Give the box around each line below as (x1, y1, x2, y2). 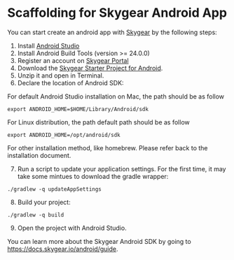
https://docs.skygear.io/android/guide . (7, 245, 118, 253)
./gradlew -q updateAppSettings (7, 185, 102, 193)
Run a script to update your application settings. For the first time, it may (17, 164, 226, 173)
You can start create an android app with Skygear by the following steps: (7, 28, 217, 36)
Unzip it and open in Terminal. (17, 71, 104, 80)
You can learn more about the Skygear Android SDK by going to (7, 237, 191, 245)
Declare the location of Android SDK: (17, 78, 124, 87)
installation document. (7, 151, 71, 159)
